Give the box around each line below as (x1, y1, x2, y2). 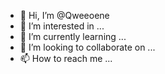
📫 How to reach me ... (19, 53, 113, 64)
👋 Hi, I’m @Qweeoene (19, 10, 110, 21)
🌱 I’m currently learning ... (19, 31, 127, 42)
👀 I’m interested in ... (19, 20, 105, 32)
